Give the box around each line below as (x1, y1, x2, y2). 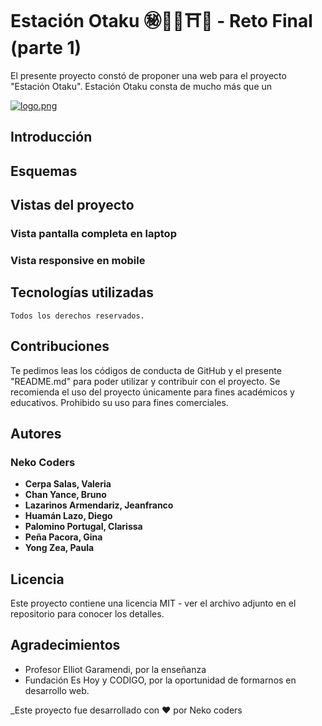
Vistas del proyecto (10, 197, 135, 214)
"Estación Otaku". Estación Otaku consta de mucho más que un (10, 80, 273, 92)
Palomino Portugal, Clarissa (24, 521, 143, 533)
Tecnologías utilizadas (10, 284, 154, 301)
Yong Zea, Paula (24, 542, 95, 554)
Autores (10, 425, 62, 442)
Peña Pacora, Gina (24, 531, 103, 543)
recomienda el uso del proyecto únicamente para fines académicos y (10, 386, 295, 398)
